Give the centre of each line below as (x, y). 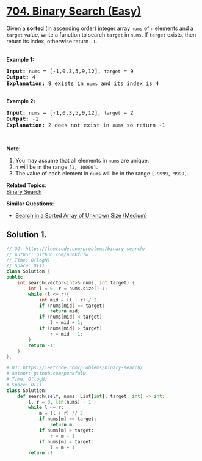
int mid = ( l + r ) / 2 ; (69, 300)
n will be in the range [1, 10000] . (56, 167)
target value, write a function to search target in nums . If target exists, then (101, 34)
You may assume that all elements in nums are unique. (82, 160)
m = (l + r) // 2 (61, 413)
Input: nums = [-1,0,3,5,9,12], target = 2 (70, 112)
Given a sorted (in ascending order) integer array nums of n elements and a (100, 28)
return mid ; (65, 311)
